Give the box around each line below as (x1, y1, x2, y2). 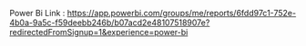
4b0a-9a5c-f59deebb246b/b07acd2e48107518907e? (9, 17, 210, 28)
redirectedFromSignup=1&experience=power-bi (9, 27, 189, 37)
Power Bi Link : (9, 8, 66, 18)
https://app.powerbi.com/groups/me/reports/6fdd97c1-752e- (66, 8, 297, 18)
